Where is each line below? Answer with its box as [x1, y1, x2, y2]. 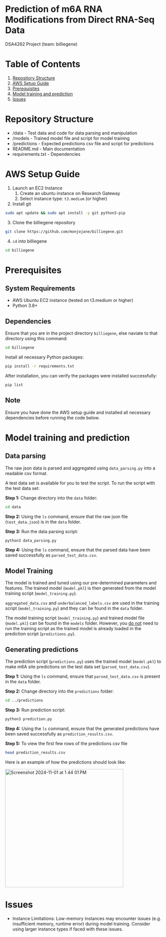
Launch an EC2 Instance [12, 185, 63, 191]
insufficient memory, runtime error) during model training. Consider [12, 921, 151, 927]
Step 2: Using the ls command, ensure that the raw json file [5, 513, 128, 519]
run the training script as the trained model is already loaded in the [5, 626, 142, 632]
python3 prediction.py [5, 716, 52, 722]
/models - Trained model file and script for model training [12, 135, 130, 141]
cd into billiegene [12, 238, 47, 244]
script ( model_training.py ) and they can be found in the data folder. [5, 605, 144, 611]
